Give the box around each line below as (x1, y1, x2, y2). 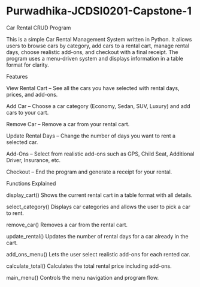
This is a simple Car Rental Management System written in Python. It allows (6, 35, 192, 43)
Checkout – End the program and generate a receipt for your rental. (6, 168, 172, 175)
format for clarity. (6, 61, 49, 68)
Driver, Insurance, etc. (6, 156, 61, 163)
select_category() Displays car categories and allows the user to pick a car (6, 203, 190, 210)
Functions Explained (6, 180, 56, 187)
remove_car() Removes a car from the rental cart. (6, 221, 128, 228)
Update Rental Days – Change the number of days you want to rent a (6, 132, 175, 139)
